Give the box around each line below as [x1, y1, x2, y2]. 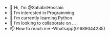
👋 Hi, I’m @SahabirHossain [9, 5, 64, 10]
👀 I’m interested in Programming [9, 10, 75, 16]
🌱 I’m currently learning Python [9, 15, 72, 20]
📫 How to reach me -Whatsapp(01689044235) [9, 26, 105, 31]
